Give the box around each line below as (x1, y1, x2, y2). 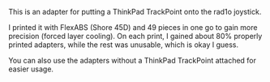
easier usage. (8, 64, 54, 74)
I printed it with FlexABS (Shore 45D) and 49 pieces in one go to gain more (8, 23, 258, 32)
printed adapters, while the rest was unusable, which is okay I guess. (8, 40, 239, 50)
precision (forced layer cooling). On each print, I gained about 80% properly (8, 32, 263, 41)
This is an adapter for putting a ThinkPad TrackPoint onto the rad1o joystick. (8, 7, 262, 16)
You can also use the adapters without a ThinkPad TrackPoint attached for (8, 56, 257, 65)
